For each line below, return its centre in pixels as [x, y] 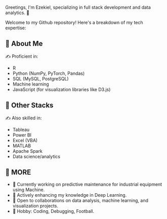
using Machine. [29, 190]
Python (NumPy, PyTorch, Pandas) [49, 73]
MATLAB [22, 146]
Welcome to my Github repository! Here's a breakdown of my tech [74, 23]
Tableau [21, 129]
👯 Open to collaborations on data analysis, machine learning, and [80, 201]
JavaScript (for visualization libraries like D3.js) [61, 89]
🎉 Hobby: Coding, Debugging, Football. [53, 211]
